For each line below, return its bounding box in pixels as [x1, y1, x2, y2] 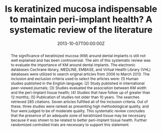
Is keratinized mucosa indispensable [5, 3, 157, 15]
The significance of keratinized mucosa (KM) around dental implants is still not [10, 53, 146, 58]
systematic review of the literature [9, 25, 153, 35]
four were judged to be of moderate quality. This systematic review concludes [10, 108, 145, 113]
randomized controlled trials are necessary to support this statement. [10, 122, 130, 127]
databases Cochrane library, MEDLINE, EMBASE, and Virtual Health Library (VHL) [10, 67, 151, 72]
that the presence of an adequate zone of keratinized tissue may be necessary [10, 113, 146, 118]
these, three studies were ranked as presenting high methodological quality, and [10, 104, 149, 109]
